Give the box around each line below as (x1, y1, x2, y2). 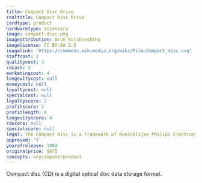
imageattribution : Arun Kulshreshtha (6, 37, 101, 43)
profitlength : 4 (6, 109, 47, 115)
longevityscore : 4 (6, 115, 52, 121)
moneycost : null (6, 82, 47, 88)
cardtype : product (6, 20, 52, 26)
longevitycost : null (6, 76, 58, 82)
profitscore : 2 (6, 103, 44, 110)
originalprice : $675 (6, 148, 58, 154)
